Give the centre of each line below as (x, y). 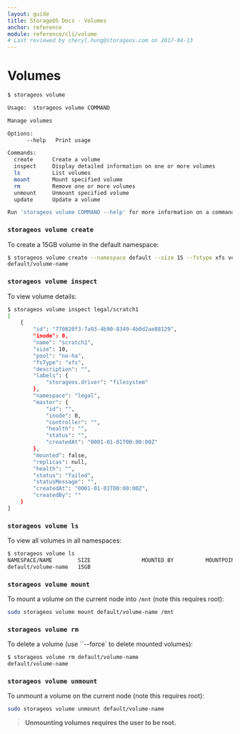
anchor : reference (35, 27)
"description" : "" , (62, 369)
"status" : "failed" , (64, 476)
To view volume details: (42, 296)
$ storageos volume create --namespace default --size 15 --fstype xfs (116, 258)
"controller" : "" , (73, 422)
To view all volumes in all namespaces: (65, 541)
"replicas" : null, (60, 462)
